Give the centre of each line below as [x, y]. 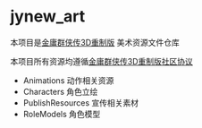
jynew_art [48, 17]
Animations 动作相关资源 [68, 80]
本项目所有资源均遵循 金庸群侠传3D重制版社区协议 [101, 61]
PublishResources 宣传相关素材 [81, 102]
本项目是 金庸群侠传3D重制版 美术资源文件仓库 [95, 42]
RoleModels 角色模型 [62, 114]
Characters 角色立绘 [60, 91]
